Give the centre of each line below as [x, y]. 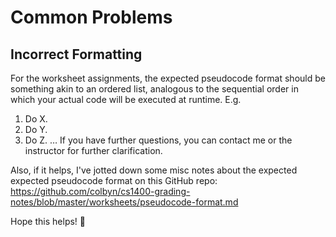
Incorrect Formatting [76, 54]
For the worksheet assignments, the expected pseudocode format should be [168, 78]
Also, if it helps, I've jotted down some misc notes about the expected [154, 170]
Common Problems [91, 17]
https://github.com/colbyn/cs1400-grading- [100, 191]
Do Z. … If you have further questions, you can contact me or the [158, 140]
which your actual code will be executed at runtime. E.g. [126, 99]
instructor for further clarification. [93, 150]
